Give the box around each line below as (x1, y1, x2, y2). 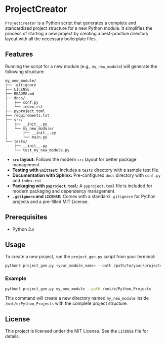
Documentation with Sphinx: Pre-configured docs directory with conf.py (12, 172, 161, 178)
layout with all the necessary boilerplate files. (5, 36, 97, 42)
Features (5, 50, 33, 59)
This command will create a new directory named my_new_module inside (5, 295, 149, 301)
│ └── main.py (5, 135, 48, 139)
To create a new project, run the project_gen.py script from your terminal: (5, 254, 156, 260)
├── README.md (5, 91, 35, 96)
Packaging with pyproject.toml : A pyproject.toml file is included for (12, 183, 153, 189)
